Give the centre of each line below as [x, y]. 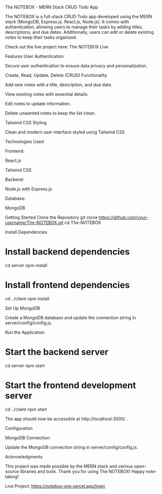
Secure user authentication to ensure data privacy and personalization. [76, 66]
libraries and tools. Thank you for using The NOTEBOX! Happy [82, 471]
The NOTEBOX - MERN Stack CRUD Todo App [52, 7]
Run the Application [25, 332]
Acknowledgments [24, 456]
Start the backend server [57, 352]
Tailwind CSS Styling [26, 123]
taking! [12, 476]
